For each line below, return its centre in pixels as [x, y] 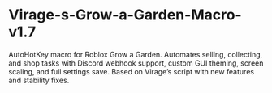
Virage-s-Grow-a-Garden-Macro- [125, 15]
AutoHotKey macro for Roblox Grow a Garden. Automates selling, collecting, [136, 54]
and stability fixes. [39, 80]
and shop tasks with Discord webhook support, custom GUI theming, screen [136, 63]
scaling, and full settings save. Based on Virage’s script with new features [131, 71]
